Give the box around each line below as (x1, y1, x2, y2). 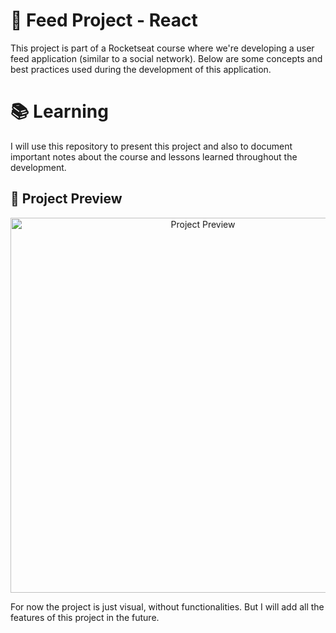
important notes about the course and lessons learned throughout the (10, 150, 298, 163)
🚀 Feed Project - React (10, 9, 198, 32)
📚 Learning (10, 100, 109, 123)
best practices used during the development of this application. (10, 63, 272, 75)
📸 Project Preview (10, 190, 123, 208)
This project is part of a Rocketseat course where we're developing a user (10, 42, 315, 54)
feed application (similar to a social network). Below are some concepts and (10, 52, 323, 64)
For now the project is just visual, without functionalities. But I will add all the (10, 600, 325, 613)
